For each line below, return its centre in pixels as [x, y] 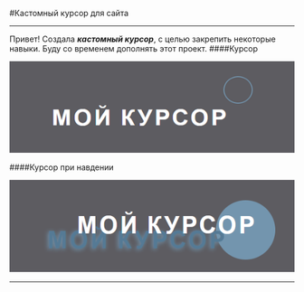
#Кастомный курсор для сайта [69, 13]
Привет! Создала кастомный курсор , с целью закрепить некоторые [142, 39]
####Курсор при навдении [62, 167]
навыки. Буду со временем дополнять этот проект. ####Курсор [133, 48]
